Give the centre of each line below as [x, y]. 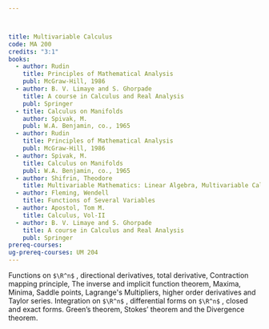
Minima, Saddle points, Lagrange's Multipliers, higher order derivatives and [132, 292]
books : [19, 59]
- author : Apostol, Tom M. [60, 208]
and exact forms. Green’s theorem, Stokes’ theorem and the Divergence [126, 309]
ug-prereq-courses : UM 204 [53, 253]
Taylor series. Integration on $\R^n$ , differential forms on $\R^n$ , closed [128, 301]
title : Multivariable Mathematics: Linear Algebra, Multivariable [136, 186]
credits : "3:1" [34, 52]
